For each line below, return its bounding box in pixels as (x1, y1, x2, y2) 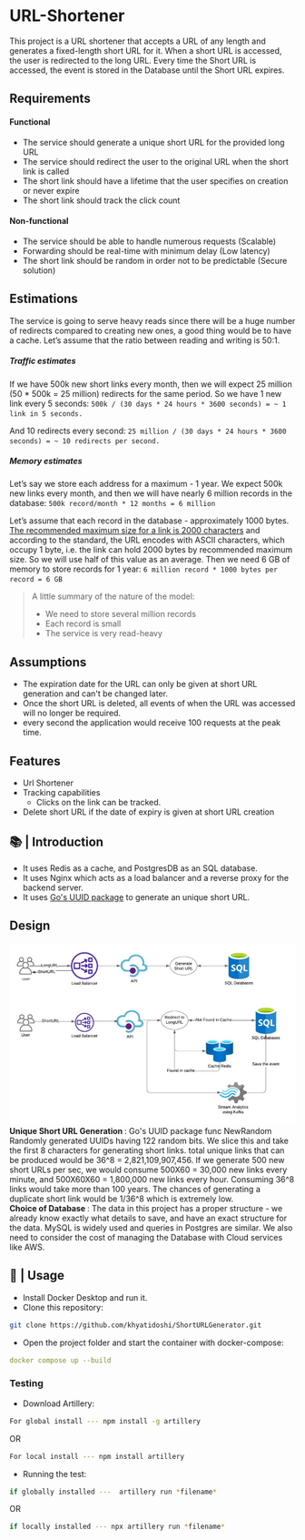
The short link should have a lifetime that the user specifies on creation (22, 175, 289, 187)
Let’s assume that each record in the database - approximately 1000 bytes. (9, 515, 290, 526)
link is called (22, 166, 70, 177)
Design (9, 918, 51, 934)
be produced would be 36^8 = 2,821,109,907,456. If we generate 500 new (9, 1154, 285, 1165)
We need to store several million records (44, 609, 197, 620)
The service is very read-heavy (44, 628, 163, 639)
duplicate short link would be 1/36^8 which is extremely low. (9, 1193, 234, 1204)
